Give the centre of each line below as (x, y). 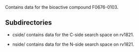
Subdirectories (28, 23)
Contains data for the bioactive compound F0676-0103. (62, 7)
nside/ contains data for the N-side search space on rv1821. (73, 44)
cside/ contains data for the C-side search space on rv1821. (73, 35)
